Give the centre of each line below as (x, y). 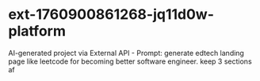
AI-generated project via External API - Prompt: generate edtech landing (126, 53)
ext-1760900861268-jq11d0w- (111, 15)
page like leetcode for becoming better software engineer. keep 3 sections (130, 61)
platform (37, 31)
